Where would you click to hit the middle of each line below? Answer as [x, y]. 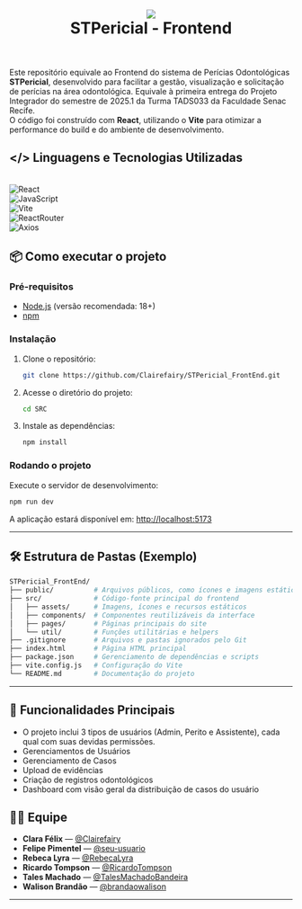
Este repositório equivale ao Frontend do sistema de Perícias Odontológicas [150, 72]
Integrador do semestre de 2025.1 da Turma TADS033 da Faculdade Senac [148, 101]
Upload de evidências [62, 770]
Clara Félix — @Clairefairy [71, 839]
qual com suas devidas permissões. [89, 741]
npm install [44, 442]
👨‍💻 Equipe [39, 818]
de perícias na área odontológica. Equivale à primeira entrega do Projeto [143, 91]
